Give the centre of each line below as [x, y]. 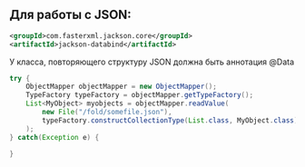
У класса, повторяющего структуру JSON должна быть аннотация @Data [152, 62]
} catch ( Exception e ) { [54, 137]
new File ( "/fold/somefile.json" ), [107, 113]
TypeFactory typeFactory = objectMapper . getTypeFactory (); [140, 95]
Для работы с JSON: [70, 15]
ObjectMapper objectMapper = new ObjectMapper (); [122, 87]
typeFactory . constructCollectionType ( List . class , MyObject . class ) [170, 120]
